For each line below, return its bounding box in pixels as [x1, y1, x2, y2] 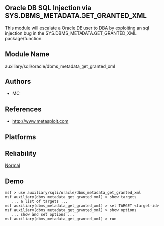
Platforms [5, 133, 36, 141]
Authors [5, 77, 31, 86]
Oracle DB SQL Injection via [5, 4, 92, 12]
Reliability [5, 150, 37, 158]
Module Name [5, 50, 50, 59]
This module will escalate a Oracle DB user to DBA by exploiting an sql [5, 25, 149, 31]
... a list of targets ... [11, 199, 68, 204]
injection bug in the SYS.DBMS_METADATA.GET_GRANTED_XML [5, 30, 137, 36]
